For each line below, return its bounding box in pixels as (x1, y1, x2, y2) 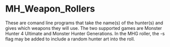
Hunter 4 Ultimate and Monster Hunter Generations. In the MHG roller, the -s (5, 30, 165, 36)
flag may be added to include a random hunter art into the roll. (5, 36, 135, 42)
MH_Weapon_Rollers (5, 3, 95, 15)
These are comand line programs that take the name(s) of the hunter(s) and (5, 20, 163, 26)
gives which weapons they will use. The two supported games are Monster (5, 25, 162, 31)
